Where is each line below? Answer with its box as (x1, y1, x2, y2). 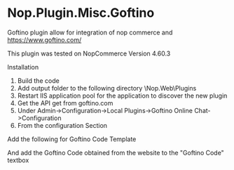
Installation (7, 63, 39, 71)
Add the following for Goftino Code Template (7, 135, 137, 143)
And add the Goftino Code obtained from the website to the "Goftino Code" (7, 148, 224, 157)
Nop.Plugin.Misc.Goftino (7, 5, 155, 21)
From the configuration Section (17, 121, 107, 129)
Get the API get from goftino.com (17, 98, 113, 107)
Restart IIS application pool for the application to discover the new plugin (17, 91, 228, 100)
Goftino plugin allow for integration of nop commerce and (7, 28, 173, 37)
